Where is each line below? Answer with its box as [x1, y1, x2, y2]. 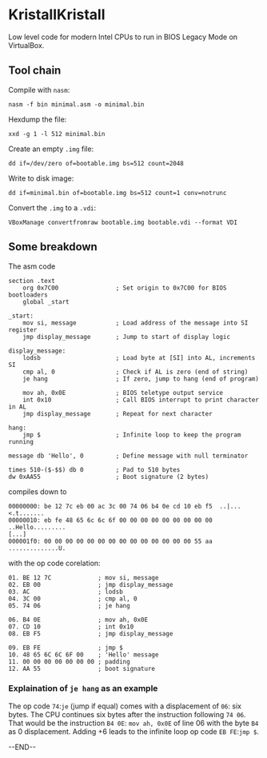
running [8, 437, 34, 445]
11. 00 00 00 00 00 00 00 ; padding [8, 657, 130, 665]
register [8, 325, 38, 333]
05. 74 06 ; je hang [8, 601, 130, 609]
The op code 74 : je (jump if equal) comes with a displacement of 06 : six [8, 701, 242, 711]
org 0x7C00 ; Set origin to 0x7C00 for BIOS [22, 284, 227, 292]
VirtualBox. [8, 40, 45, 50]
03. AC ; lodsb [8, 588, 124, 596]
